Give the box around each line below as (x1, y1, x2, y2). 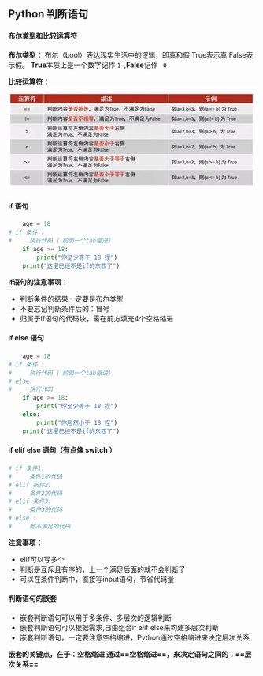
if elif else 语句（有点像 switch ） (8, 445, 117, 455)
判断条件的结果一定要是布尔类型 (19, 294, 124, 303)
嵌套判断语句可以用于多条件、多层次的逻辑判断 (19, 613, 172, 622)
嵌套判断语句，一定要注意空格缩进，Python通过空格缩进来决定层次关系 (19, 633, 250, 642)
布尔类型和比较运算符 (8, 31, 77, 40)
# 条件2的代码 (8, 489, 63, 498)
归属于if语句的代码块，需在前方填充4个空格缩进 (19, 314, 174, 323)
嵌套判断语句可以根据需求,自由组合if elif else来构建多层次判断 (19, 623, 219, 633)
